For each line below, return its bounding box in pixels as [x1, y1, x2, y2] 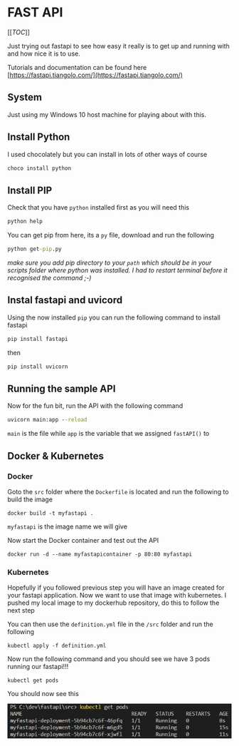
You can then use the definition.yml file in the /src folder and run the [7, 620, 213, 628]
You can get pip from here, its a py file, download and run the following [7, 231, 215, 240]
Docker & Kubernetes [7, 450, 105, 462]
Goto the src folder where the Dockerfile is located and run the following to [7, 487, 229, 496]
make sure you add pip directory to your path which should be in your [7, 258, 212, 267]
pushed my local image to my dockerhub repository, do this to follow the [7, 598, 220, 607]
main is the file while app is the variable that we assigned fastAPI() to [7, 429, 210, 438]
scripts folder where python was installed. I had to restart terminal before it [7, 266, 228, 275]
